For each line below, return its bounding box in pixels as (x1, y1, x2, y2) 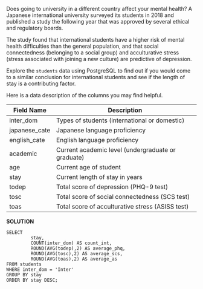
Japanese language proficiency (56, 126, 146, 134)
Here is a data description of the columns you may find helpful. (6, 92, 163, 99)
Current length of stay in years (56, 173, 143, 181)
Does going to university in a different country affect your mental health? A (6, 5, 192, 12)
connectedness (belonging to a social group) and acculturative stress (6, 49, 179, 56)
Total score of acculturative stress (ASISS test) (56, 203, 189, 210)
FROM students (6, 261, 42, 267)
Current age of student (56, 163, 121, 171)
